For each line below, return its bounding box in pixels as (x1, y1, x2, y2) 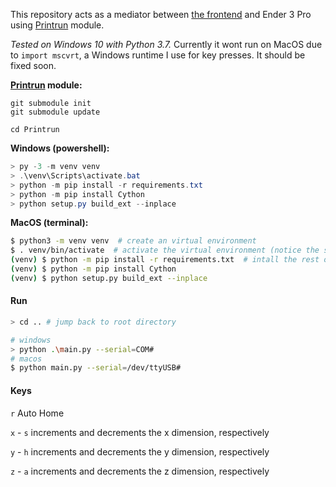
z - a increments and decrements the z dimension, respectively (10, 465, 270, 477)
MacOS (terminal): (10, 217, 89, 229)
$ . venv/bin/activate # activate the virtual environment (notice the (10, 245, 320, 256)
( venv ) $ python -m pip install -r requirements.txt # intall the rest (10, 255, 320, 265)
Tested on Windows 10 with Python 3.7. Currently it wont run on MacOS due (10, 39, 323, 50)
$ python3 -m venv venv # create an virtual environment (10, 236, 257, 246)
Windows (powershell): (10, 142, 110, 154)
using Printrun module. (10, 19, 105, 31)
